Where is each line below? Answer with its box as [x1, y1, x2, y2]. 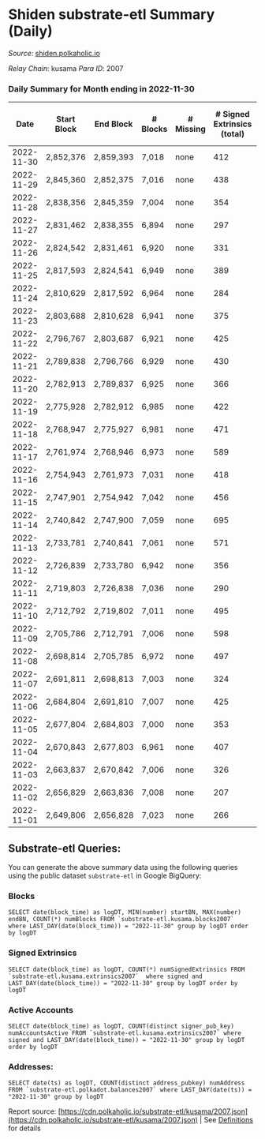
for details [8, 1123, 41, 1133]
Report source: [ [8, 1107, 62, 1116]
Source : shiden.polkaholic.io [8, 48, 101, 58]
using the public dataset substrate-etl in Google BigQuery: [8, 871, 202, 881]
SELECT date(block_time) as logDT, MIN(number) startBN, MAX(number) [8, 909, 242, 916]
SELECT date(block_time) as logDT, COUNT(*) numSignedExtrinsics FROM [8, 965, 245, 973]
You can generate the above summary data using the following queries [8, 863, 238, 872]
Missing [174, 124, 207, 135]
